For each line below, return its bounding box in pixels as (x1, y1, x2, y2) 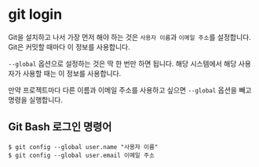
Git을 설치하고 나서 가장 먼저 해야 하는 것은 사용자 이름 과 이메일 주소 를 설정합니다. (8, 32, 251, 42)
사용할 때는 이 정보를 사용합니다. (22, 68, 122, 78)
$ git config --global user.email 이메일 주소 (8, 151, 155, 159)
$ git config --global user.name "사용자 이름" (8, 143, 159, 151)
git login (8, 5, 63, 24)
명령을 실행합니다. (8, 95, 64, 104)
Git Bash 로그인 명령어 (8, 120, 112, 134)
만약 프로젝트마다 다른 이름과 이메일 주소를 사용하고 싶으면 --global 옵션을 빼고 (8, 85, 252, 95)
